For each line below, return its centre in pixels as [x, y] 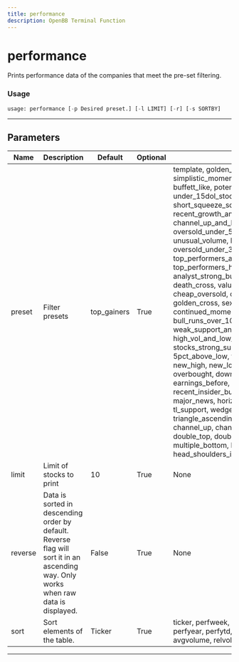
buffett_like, [193, 187]
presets [56, 316]
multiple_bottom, [201, 446]
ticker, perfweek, [201, 622]
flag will [56, 549]
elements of [63, 631]
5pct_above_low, [201, 357]
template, [189, 169]
